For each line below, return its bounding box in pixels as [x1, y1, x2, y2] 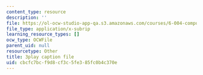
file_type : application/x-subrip [6, 25, 91, 32]
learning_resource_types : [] [6, 31, 80, 37]
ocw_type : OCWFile [6, 37, 53, 43]
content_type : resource [6, 8, 66, 15]
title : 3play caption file [6, 54, 74, 60]
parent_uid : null [6, 43, 50, 49]
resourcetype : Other [6, 48, 59, 54]
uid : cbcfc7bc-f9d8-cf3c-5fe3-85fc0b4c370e [6, 59, 118, 65]
